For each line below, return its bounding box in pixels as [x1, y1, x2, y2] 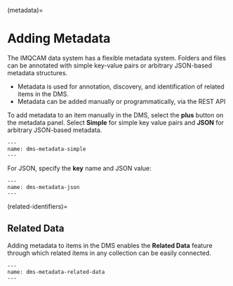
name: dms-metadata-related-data [7, 268, 105, 275]
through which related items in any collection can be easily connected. [7, 249, 212, 257]
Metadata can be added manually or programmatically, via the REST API [17, 97, 226, 105]
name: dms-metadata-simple [7, 145, 86, 152]
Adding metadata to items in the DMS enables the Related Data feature [7, 241, 213, 249]
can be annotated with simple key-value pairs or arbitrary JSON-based [7, 61, 213, 70]
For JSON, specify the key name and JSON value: [7, 164, 152, 172]
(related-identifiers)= [7, 202, 68, 210]
